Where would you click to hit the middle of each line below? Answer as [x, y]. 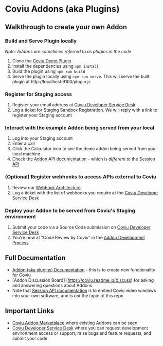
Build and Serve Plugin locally [41, 41]
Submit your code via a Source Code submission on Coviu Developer [81, 227]
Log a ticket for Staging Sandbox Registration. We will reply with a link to [85, 110]
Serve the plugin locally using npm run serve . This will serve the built [81, 76]
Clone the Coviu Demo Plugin [42, 61]
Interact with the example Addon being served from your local [80, 128]
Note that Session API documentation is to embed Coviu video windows [84, 290]
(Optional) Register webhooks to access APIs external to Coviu [81, 177]
